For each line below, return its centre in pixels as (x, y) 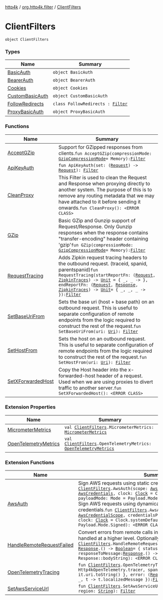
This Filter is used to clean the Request (103, 178)
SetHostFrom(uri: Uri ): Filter (95, 362)
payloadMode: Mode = (102, 498)
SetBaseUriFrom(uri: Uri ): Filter (98, 331)
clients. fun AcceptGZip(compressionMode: (105, 153)
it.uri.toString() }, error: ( (114, 575)
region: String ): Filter (107, 591)
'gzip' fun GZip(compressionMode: (96, 244)
